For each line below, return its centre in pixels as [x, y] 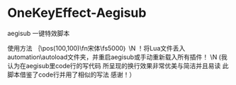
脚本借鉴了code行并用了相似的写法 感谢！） [72, 74]
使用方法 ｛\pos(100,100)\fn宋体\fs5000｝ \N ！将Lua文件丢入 [96, 48]
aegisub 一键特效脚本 [39, 33]
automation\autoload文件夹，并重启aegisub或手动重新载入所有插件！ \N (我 [118, 57]
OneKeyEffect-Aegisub [77, 13]
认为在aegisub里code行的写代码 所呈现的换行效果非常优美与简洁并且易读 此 [118, 65]
